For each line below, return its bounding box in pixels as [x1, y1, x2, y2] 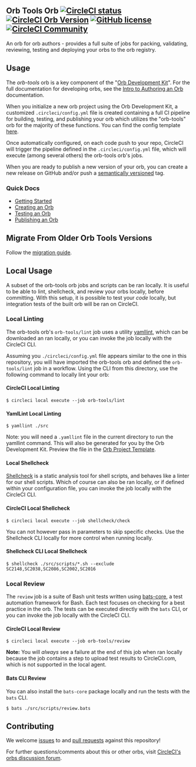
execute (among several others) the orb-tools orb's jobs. [6, 151, 144, 159]
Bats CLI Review [6, 675, 46, 682]
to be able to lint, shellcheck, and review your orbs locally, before [6, 288, 164, 295]
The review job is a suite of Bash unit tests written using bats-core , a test [6, 593, 183, 600]
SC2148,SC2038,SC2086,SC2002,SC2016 [6, 566, 96, 572]
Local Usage [6, 266, 53, 276]
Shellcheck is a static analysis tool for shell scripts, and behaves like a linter [6, 472, 190, 480]
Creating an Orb [14, 204, 54, 211]
